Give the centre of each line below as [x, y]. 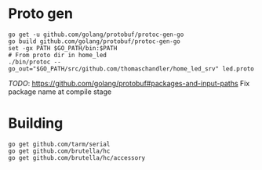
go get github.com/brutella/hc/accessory [77, 157]
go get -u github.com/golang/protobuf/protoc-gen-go [96, 34]
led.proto [238, 69]
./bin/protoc [29, 62]
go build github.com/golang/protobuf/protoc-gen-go [94, 41]
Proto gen [40, 14]
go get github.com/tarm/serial [59, 144]
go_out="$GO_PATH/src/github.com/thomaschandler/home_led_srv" [114, 69]
